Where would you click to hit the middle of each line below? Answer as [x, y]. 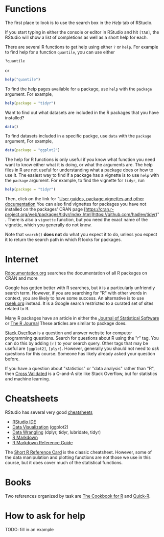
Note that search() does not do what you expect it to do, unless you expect [81, 235]
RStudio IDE [24, 422]
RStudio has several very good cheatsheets [49, 412]
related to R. [17, 309]
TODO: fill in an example [29, 529]
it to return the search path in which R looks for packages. [64, 240]
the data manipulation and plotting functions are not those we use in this [78, 457]
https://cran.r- [100, 209]
